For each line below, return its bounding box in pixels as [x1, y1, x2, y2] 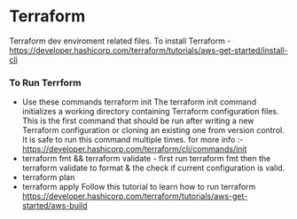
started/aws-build [21, 200, 88, 211]
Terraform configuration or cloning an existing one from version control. [21, 125, 285, 136]
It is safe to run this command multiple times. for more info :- [21, 135, 244, 145]
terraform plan [21, 172, 75, 183]
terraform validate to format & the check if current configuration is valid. [21, 162, 285, 174]
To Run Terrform [9, 76, 82, 89]
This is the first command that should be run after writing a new [21, 115, 254, 126]
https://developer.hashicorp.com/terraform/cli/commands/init [21, 144, 247, 154]
